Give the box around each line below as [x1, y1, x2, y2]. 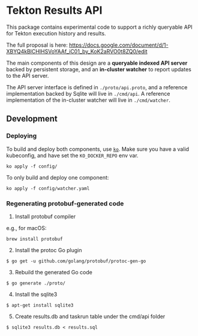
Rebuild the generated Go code [14, 268, 93, 276]
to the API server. [6, 72, 49, 79]
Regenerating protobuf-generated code [6, 199, 124, 207]
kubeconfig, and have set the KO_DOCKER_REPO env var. [6, 152, 139, 159]
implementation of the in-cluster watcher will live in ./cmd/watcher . [6, 96, 171, 104]
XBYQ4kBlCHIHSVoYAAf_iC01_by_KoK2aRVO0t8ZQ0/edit [6, 47, 148, 55]
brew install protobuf [6, 236, 63, 242]
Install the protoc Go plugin [14, 246, 82, 253]
